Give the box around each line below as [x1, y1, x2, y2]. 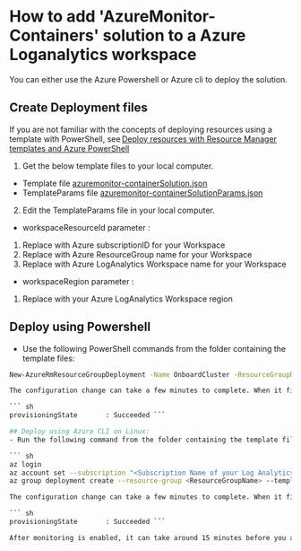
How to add [9, 6, 96, 27]
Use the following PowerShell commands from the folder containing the [21, 343, 287, 354]
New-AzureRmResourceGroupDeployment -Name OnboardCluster [9, 370, 230, 379]
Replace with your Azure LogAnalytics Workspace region [21, 293, 233, 304]
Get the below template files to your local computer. [21, 160, 214, 171]
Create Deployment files [9, 101, 148, 116]
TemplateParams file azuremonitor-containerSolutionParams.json [21, 187, 263, 198]
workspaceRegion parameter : [21, 275, 134, 286]
